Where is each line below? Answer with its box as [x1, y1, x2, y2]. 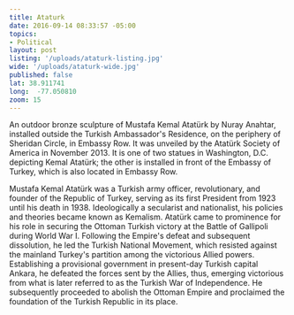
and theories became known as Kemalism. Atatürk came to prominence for [9, 211, 281, 222]
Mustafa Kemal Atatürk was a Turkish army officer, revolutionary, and [9, 183, 260, 195]
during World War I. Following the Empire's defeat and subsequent [9, 231, 251, 242]
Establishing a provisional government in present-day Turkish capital [9, 258, 259, 270]
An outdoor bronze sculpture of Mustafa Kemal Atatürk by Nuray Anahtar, [9, 119, 276, 130]
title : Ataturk [9, 12, 65, 22]
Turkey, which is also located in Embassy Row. [9, 166, 178, 177]
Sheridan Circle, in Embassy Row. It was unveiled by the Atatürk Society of [9, 138, 281, 149]
